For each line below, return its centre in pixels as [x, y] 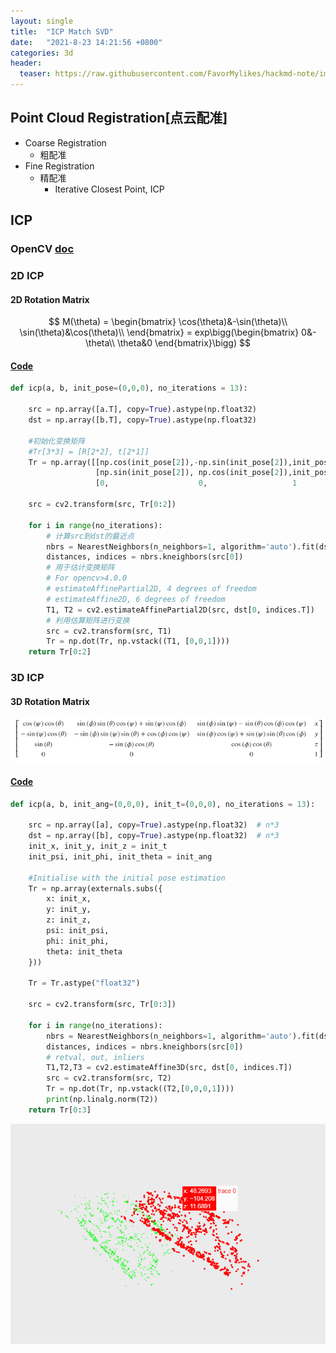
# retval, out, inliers [95, 1057]
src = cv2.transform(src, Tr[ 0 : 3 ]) [102, 1005]
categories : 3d [42, 53]
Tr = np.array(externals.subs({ [95, 888]
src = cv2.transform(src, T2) [109, 1078]
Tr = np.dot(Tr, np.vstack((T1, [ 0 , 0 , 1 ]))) [138, 641]
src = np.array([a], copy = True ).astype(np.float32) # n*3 [154, 825]
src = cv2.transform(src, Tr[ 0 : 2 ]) [102, 505]
